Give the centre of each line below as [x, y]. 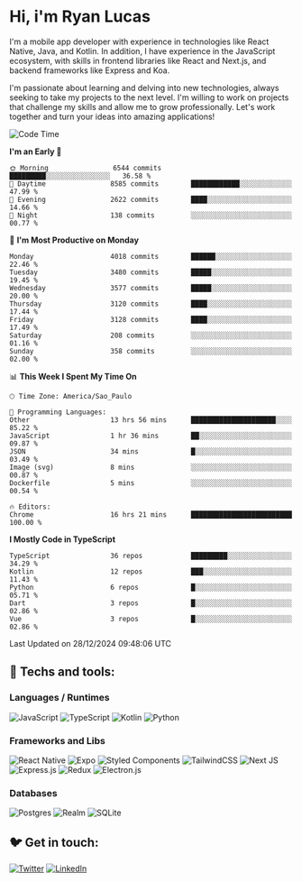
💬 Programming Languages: [58, 412]
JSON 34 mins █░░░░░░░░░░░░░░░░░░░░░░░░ [151, 451]
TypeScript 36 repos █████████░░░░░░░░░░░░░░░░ [151, 556]
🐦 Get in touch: [54, 842]
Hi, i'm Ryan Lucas [80, 17]
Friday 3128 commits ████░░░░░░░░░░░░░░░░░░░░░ [151, 319]
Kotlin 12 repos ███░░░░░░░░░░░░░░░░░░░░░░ [151, 571]
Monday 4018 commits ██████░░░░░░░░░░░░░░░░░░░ [151, 256]
